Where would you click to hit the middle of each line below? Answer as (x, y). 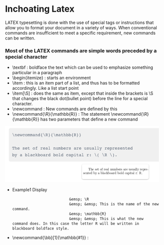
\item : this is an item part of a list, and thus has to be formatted (76, 83)
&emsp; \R (79, 199)
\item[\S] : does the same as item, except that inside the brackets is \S (83, 93)
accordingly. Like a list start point (45, 88)
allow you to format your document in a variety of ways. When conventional (81, 27)
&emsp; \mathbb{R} (88, 214)
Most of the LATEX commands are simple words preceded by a (81, 51)
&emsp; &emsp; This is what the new (106, 219)
